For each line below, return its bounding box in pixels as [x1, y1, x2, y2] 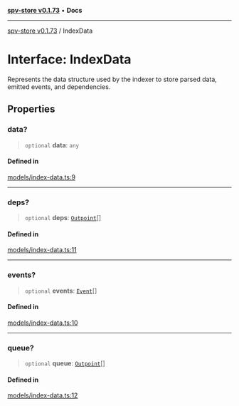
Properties [7, 103, 55, 115]
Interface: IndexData [7, 51, 132, 68]
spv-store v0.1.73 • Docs [7, 6, 83, 14]
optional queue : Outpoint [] [24, 359, 105, 368]
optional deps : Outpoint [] [24, 214, 102, 222]
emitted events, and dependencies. [7, 82, 111, 91]
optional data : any [24, 140, 80, 149]
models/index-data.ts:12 [7, 391, 78, 400]
